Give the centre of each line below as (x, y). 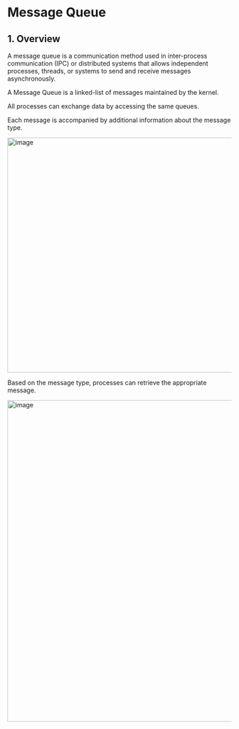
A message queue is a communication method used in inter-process (107, 56)
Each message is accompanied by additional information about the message (119, 120)
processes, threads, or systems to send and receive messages (99, 71)
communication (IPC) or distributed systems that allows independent (108, 63)
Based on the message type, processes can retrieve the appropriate (107, 383)
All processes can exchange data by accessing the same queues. (103, 106)
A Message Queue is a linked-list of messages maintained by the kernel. (113, 92)
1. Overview (34, 39)
